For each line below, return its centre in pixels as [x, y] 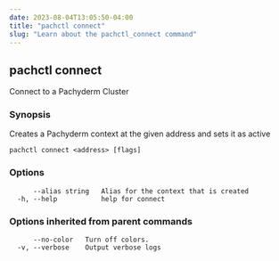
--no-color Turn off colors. [91, 240]
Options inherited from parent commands [101, 221]
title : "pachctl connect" [57, 26]
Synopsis [30, 115]
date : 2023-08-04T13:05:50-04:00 [71, 17]
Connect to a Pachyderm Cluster [69, 92]
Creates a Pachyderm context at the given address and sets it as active [140, 134]
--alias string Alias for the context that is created [141, 191]
